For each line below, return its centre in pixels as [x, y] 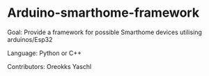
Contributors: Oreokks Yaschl [49, 66]
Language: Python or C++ [45, 53]
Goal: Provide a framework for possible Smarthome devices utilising [104, 32]
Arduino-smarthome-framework [103, 13]
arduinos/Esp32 [30, 39]
